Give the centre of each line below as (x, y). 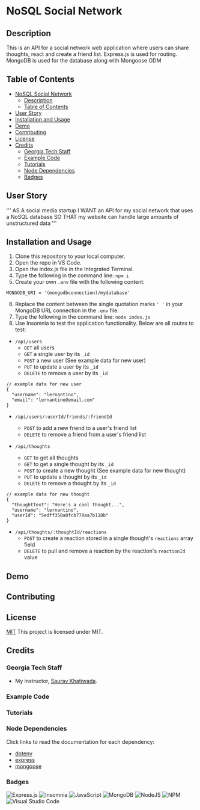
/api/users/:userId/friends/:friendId (63, 417)
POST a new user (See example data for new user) (85, 361)
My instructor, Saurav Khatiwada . (56, 681)
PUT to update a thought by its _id (65, 477)
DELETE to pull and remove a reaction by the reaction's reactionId (105, 551)
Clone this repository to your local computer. (70, 256)
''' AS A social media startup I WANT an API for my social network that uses (100, 210)
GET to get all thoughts (51, 458)
